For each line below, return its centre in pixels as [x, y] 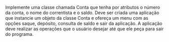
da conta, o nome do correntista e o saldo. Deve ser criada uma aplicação [82, 13]
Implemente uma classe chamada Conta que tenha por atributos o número [83, 7]
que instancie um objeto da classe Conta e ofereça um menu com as [77, 18]
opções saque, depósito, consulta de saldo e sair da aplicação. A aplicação [84, 23]
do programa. [19, 34]
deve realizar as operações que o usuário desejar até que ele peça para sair [85, 29]
